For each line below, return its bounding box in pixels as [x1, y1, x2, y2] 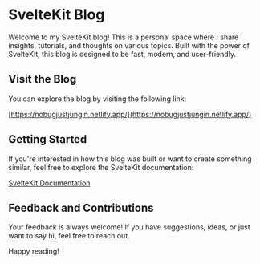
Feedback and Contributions [8, 201, 154, 214]
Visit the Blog [8, 72, 77, 86]
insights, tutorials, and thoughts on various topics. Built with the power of [8, 40, 250, 50]
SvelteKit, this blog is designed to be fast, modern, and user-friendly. [8, 49, 237, 59]
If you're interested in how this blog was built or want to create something [8, 154, 252, 164]
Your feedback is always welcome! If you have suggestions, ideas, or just [8, 222, 250, 232]
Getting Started [8, 132, 87, 146]
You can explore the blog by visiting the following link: [8, 94, 187, 104]
